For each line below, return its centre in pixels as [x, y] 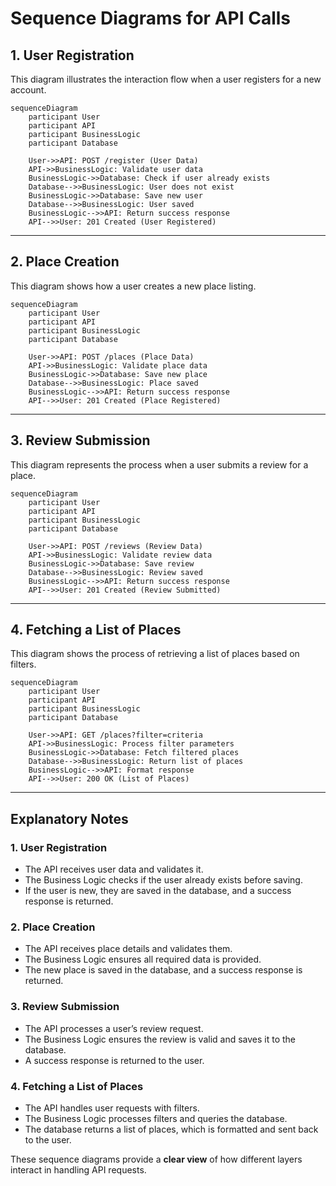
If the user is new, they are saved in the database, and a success [158, 891]
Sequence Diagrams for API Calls [150, 18]
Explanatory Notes [69, 818]
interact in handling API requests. [78, 1170]
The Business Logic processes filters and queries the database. [156, 1119]
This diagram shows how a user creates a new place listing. [133, 286]
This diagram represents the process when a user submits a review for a [159, 464]
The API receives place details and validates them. [128, 949]
